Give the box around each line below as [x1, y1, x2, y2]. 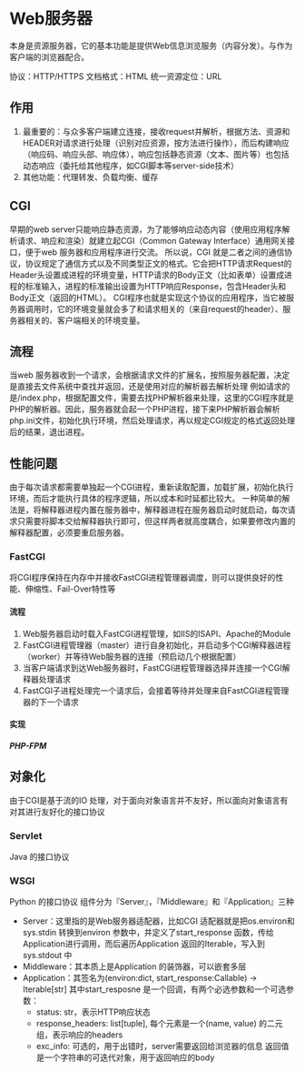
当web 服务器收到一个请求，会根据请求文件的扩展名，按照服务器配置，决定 [9, 369, 290, 380]
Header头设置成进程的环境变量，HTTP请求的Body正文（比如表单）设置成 [9, 269, 285, 280]
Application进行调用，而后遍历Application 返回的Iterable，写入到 [22, 938, 265, 949]
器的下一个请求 [22, 696, 79, 707]
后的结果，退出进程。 [9, 427, 89, 438]
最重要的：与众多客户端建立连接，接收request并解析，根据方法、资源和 [22, 126, 290, 137]
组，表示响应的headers [35, 1029, 123, 1040]
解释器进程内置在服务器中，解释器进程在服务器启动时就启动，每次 [40, 504, 288, 515]
